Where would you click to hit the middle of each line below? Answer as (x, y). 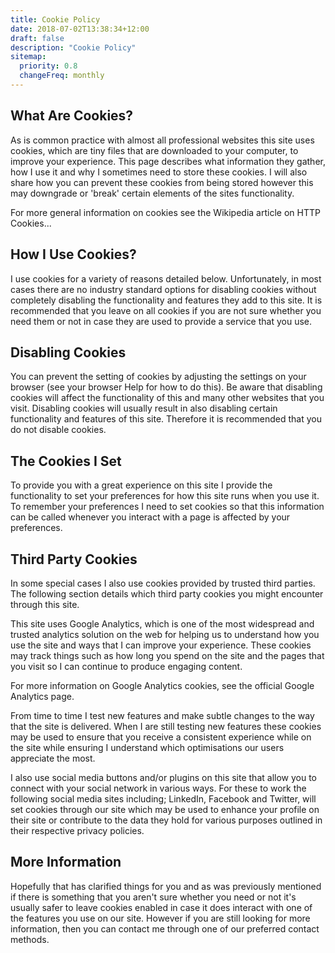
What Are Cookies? (72, 116)
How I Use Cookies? (73, 254)
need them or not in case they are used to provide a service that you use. (161, 321)
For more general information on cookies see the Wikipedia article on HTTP (165, 212)
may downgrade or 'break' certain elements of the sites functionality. (152, 193)
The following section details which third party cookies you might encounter (167, 593)
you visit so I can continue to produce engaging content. (126, 666)
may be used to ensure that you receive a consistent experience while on (161, 737)
